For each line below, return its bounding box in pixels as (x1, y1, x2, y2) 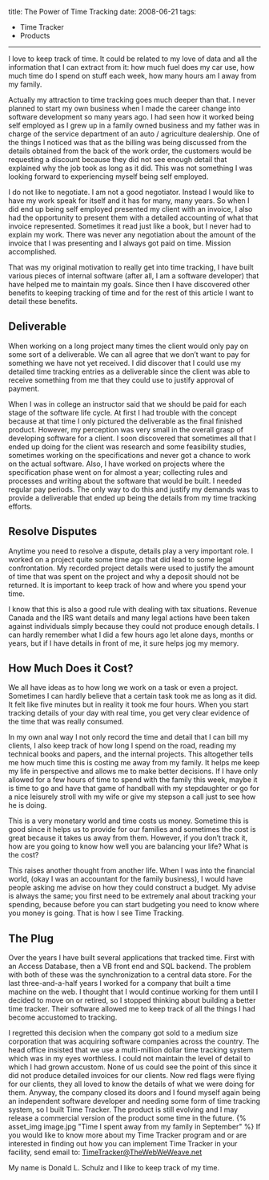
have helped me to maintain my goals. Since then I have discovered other (8, 280, 251, 289)
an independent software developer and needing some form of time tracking (8, 1097, 261, 1106)
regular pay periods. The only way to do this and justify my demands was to (8, 485, 259, 494)
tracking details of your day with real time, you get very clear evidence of (8, 708, 250, 718)
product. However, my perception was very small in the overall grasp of (8, 424, 244, 434)
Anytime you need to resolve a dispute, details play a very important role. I (8, 545, 254, 556)
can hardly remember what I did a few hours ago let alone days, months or (8, 630, 254, 639)
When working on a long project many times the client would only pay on (8, 341, 249, 351)
